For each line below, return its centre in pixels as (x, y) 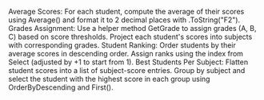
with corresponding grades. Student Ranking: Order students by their (122, 45)
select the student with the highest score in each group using (109, 79)
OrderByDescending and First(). (61, 87)
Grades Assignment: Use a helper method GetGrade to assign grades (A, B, (132, 28)
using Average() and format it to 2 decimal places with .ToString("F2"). (124, 20)
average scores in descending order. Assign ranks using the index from (126, 54)
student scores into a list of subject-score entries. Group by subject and (127, 70)
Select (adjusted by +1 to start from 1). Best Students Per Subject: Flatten (128, 62)
